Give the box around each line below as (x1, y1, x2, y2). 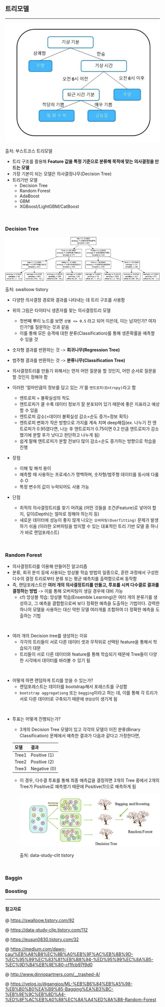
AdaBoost (19, 193, 40, 199)
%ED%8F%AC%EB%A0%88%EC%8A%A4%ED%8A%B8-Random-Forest (5, 996, 156, 1003)
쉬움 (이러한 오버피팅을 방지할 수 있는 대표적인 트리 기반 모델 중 (28, 523, 150, 529)
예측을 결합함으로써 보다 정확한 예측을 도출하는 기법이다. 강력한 (39, 600, 160, 606)
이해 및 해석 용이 (19, 465, 52, 471)
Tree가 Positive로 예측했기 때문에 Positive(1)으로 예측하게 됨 (19, 783, 137, 789)
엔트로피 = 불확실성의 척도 (19, 395, 70, 401)
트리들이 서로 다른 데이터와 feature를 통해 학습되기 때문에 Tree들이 (19, 651, 148, 657)
